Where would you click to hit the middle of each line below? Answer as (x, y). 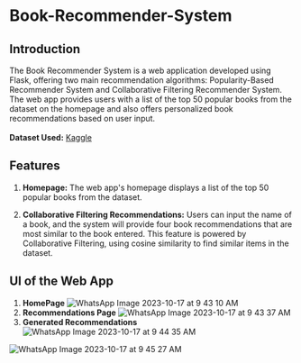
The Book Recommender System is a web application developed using (141, 70)
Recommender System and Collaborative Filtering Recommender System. (146, 90)
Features (35, 166)
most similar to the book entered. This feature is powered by (134, 233)
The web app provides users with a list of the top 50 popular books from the (151, 99)
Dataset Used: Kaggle (51, 137)
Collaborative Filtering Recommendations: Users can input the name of (157, 214)
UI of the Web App (62, 281)
